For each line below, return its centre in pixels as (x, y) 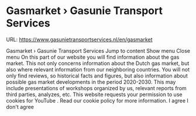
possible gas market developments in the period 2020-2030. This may (91, 82)
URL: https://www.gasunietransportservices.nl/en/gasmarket (80, 39)
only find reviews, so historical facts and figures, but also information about (97, 76)
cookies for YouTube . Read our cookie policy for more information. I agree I (97, 100)
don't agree (20, 107)
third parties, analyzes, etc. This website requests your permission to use (94, 94)
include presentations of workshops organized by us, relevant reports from (97, 88)
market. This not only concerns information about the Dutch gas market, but (98, 63)
